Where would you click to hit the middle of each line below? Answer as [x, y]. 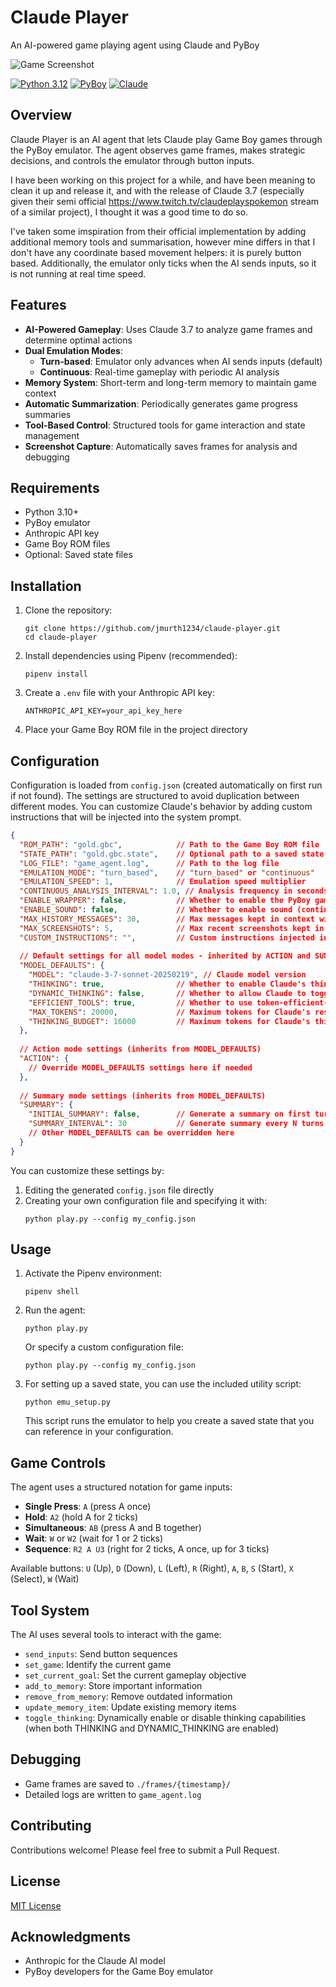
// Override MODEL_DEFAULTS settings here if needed [140, 1067]
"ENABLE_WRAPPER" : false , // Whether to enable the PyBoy [165, 901]
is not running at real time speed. [78, 273]
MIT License [36, 1905]
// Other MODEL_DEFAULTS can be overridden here [131, 1133]
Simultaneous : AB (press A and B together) [113, 1528]
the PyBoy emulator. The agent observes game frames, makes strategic [158, 150]
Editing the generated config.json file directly [119, 1190]
